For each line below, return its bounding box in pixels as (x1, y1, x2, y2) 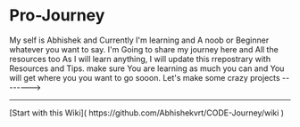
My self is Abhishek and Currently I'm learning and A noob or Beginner (9, 35, 270, 45)
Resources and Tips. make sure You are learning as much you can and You (9, 63, 285, 74)
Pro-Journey (9, 5, 105, 26)
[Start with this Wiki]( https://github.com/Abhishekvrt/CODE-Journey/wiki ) (9, 107, 284, 118)
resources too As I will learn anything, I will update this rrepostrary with (9, 53, 271, 64)
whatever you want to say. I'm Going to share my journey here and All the (9, 44, 279, 54)
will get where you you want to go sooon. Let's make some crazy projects (9, 72, 280, 83)
